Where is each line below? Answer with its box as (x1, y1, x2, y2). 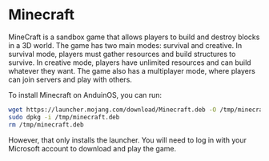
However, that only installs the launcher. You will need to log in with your (8, 135, 247, 145)
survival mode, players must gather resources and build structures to (8, 49, 236, 58)
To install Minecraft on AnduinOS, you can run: (8, 90, 163, 99)
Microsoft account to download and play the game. (8, 143, 177, 153)
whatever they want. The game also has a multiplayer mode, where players (8, 66, 256, 75)
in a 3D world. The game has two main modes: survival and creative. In (8, 40, 243, 50)
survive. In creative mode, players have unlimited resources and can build (8, 58, 251, 67)
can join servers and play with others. (8, 74, 132, 84)
